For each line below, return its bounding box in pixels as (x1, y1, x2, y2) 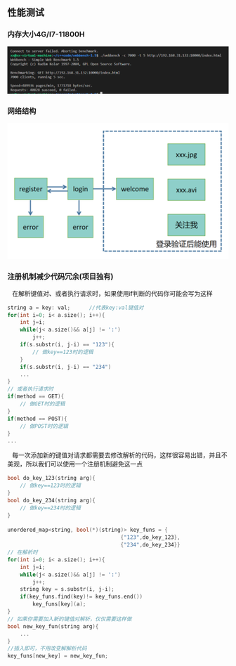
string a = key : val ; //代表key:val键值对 (7, 304, 144, 311)
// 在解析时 (7, 549, 39, 556)
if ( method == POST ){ (7, 415, 68, 422)
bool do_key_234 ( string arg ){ (7, 497, 96, 504)
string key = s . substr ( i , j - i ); (20, 586, 114, 593)
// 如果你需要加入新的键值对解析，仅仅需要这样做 (7, 615, 132, 622)
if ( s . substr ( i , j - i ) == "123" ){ (20, 341, 114, 348)
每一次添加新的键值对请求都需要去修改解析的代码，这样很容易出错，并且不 (11, 451, 228, 459)
